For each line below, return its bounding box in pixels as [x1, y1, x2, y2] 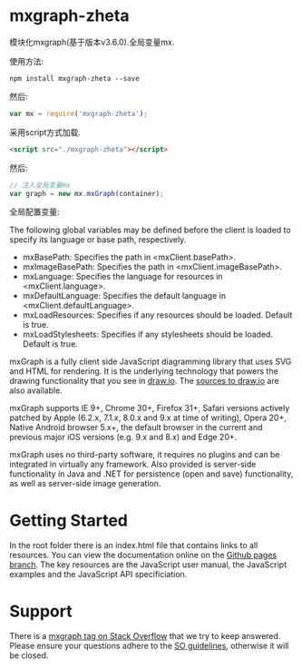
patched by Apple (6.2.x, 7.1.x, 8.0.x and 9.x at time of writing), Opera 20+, [9, 412, 287, 423]
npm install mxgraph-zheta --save [9, 74, 141, 83]
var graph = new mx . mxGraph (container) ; [9, 189, 165, 198]
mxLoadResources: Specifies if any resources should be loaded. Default [22, 309, 293, 320]
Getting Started [9, 510, 129, 531]
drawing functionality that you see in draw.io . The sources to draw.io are [9, 376, 279, 387]
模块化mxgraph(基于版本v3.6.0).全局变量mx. [9, 36, 175, 47]
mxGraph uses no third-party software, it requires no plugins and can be [9, 449, 280, 460]
